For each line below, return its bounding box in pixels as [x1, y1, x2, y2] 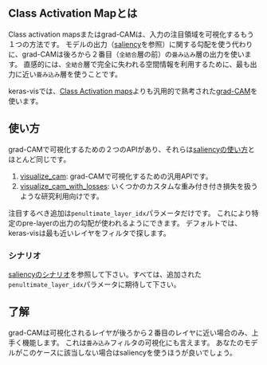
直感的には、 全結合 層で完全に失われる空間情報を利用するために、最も [23, 59, 251, 69]
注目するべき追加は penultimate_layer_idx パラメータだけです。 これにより [8, 208, 253, 218]
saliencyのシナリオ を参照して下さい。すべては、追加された [8, 269, 202, 279]
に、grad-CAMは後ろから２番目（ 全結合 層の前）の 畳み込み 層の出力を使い [8, 49, 245, 59]
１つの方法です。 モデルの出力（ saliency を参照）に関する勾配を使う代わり [8, 39, 253, 49]
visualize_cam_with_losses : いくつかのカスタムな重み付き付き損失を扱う [19, 181, 258, 190]
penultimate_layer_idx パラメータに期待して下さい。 [8, 279, 181, 288]
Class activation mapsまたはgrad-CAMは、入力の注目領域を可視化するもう [8, 29, 254, 39]
